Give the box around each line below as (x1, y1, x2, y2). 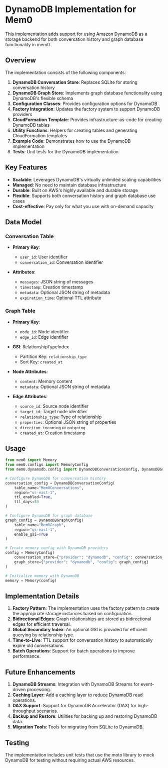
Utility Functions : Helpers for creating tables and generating (12, 127, 137, 133)
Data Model (5, 218, 42, 226)
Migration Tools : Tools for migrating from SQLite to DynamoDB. (12, 724, 144, 730)
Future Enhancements (5, 667, 76, 677)
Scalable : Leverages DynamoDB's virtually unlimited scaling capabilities (12, 176, 161, 182)
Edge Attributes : (12, 393, 47, 399)
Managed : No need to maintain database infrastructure (12, 182, 126, 188)
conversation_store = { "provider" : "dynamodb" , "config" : (14, 555, 133, 560)
